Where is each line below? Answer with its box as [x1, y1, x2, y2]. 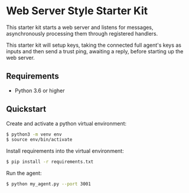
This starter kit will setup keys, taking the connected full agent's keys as [6, 41, 182, 49]
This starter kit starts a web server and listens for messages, [6, 24, 154, 31]
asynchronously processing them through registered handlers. [6, 30, 158, 37]
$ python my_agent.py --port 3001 [6, 181, 92, 187]
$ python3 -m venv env [6, 131, 62, 137]
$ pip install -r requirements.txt [6, 159, 94, 165]
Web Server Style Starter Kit [6, 4, 148, 18]
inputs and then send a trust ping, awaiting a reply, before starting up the [6, 47, 184, 54]
